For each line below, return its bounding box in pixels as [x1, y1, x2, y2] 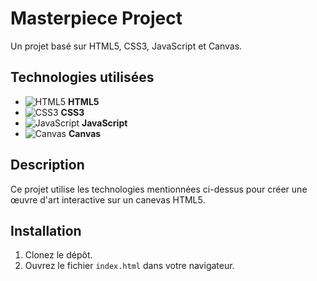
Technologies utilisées [10, 69, 155, 86]
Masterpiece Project [10, 7, 183, 30]
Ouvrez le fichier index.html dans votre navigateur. [24, 260, 235, 272]
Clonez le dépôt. [24, 249, 93, 261]
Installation [10, 222, 82, 239]
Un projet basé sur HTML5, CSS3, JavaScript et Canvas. [10, 40, 243, 52]
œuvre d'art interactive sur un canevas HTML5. [10, 193, 206, 206]
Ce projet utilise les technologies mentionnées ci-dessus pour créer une [10, 183, 308, 195]
